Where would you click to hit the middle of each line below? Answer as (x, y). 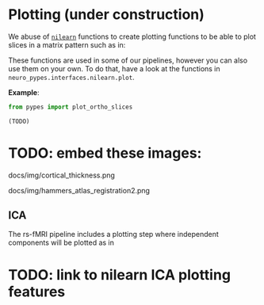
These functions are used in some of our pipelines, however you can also (128, 60)
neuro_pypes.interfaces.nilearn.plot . (71, 77)
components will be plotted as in (61, 242)
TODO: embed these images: (105, 153)
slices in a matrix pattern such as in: (67, 44)
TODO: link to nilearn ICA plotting (120, 274)
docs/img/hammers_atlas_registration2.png (79, 190)
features (37, 292)
